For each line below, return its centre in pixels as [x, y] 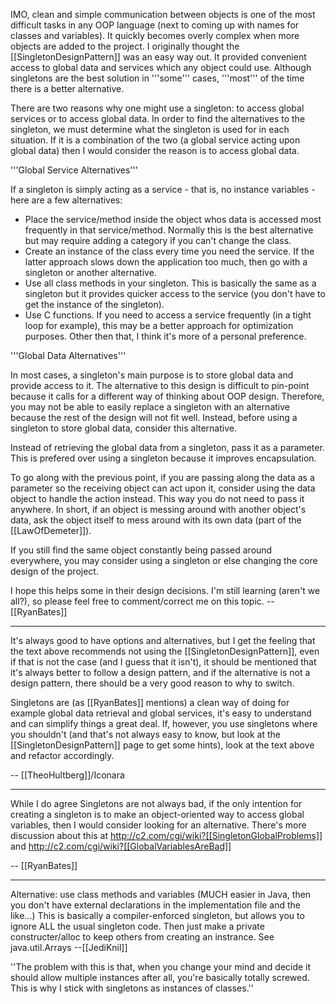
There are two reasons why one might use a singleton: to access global [157, 108]
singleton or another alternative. [90, 272]
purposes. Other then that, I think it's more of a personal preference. [165, 336]
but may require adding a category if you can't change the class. [158, 240]
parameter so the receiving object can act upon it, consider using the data [163, 488]
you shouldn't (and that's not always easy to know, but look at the [146, 734]
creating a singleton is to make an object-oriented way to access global [157, 814]
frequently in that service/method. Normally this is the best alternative [169, 230]
